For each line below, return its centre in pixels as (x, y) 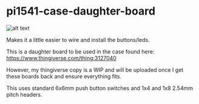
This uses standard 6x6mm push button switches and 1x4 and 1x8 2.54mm (99, 88)
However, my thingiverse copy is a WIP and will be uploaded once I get (95, 70)
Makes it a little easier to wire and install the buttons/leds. (78, 40)
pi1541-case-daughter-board (81, 11)
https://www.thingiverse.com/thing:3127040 (62, 58)
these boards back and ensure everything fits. (64, 76)
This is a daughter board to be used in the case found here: (80, 51)
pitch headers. (24, 94)
